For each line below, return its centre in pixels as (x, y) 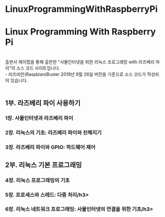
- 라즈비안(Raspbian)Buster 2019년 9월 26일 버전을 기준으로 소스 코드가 (76, 74)
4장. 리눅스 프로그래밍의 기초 (38, 180)
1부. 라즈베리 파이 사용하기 (43, 103)
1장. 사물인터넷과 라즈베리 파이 (39, 118)
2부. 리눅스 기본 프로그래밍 (44, 165)
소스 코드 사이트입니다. (38, 68)
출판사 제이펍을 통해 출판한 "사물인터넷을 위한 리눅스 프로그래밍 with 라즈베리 (80, 62)
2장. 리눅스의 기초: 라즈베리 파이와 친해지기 (54, 133)
